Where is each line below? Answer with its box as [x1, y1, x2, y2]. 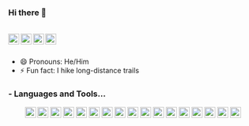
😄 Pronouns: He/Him [19, 57, 89, 66]
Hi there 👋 [8, 7, 47, 18]
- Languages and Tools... [8, 88, 107, 99]
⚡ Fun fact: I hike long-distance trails [19, 66, 140, 76]
